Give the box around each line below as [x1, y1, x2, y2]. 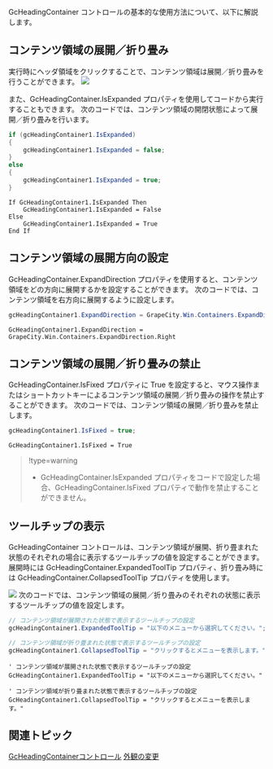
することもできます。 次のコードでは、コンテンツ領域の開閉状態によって [8, 104, 251, 114]
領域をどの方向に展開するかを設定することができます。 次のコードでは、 [8, 284, 252, 294]
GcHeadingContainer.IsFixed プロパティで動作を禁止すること [54, 483, 260, 493]
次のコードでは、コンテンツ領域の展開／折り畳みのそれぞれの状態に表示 [18, 590, 261, 600]
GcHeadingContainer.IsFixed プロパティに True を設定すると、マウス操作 [8, 380, 253, 389]
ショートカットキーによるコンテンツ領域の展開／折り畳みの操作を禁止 [22, 390, 258, 400]
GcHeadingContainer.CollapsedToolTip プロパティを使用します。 [17, 573, 234, 582]
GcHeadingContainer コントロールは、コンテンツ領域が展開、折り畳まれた [8, 543, 259, 551]
